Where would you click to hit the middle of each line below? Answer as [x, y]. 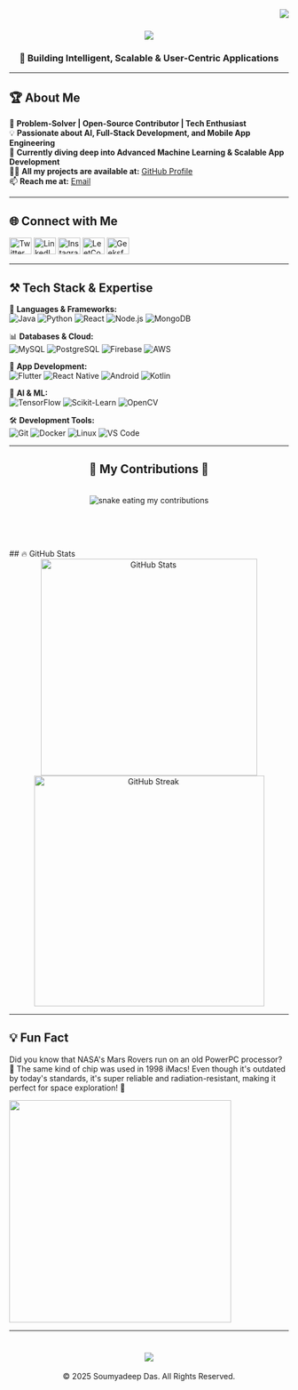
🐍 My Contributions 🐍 [149, 469]
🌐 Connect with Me [63, 221]
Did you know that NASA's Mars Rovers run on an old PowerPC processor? [146, 1059]
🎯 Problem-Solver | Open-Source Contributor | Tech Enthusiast [128, 124]
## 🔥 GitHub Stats [42, 553]
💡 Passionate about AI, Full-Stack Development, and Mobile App [130, 133]
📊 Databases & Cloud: [51, 336]
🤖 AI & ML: [29, 393]
